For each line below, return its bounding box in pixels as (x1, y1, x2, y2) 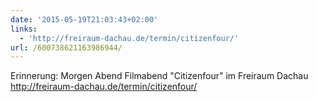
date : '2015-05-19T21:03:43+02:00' (10, 14, 159, 25)
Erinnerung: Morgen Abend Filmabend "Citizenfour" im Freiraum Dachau (10, 70, 309, 82)
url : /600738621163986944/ (10, 42, 123, 53)
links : (10, 24, 38, 34)
